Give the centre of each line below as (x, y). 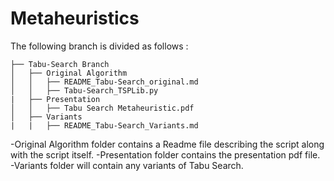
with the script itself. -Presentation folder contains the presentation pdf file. (165, 154)
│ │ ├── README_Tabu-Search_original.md (104, 82)
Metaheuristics (75, 18)
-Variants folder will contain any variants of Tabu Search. (127, 165)
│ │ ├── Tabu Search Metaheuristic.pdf (102, 108)
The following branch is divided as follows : (99, 46)
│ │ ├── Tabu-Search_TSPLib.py (84, 90)
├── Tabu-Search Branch (60, 64)
